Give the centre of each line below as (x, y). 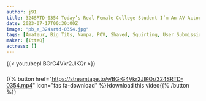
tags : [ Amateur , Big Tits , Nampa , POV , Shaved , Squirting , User (90, 35)
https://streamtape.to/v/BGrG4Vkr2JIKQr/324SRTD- (118, 79)
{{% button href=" (29, 79)
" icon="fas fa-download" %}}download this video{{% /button (111, 85)
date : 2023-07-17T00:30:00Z (42, 23)
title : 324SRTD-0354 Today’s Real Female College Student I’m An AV (96, 18)
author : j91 (21, 12)
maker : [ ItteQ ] (26, 40)
